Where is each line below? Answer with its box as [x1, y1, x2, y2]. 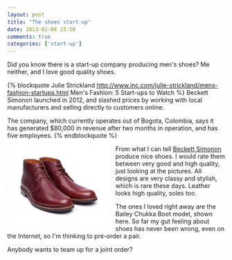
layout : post [7, 11, 45, 18]
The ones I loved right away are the [115, 202, 217, 211]
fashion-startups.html [7, 89, 69, 97]
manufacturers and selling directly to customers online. [7, 103, 165, 112]
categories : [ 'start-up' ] [7, 40, 82, 48]
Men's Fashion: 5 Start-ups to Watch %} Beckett [70, 89, 208, 97]
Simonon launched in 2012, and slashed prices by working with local [7, 96, 203, 104]
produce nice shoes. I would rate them [115, 153, 225, 161]
